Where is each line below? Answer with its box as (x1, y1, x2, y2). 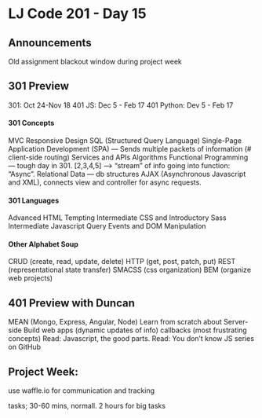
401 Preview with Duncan (8, 296, 135, 310)
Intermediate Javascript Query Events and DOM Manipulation (8, 222, 206, 231)
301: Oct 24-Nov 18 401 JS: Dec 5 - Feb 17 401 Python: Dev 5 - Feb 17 (8, 100, 234, 110)
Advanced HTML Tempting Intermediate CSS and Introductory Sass (8, 213, 227, 222)
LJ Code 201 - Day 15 (8, 5, 147, 23)
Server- (223, 317, 249, 327)
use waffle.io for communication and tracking (8, 386, 155, 395)
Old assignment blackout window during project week (8, 57, 183, 66)
